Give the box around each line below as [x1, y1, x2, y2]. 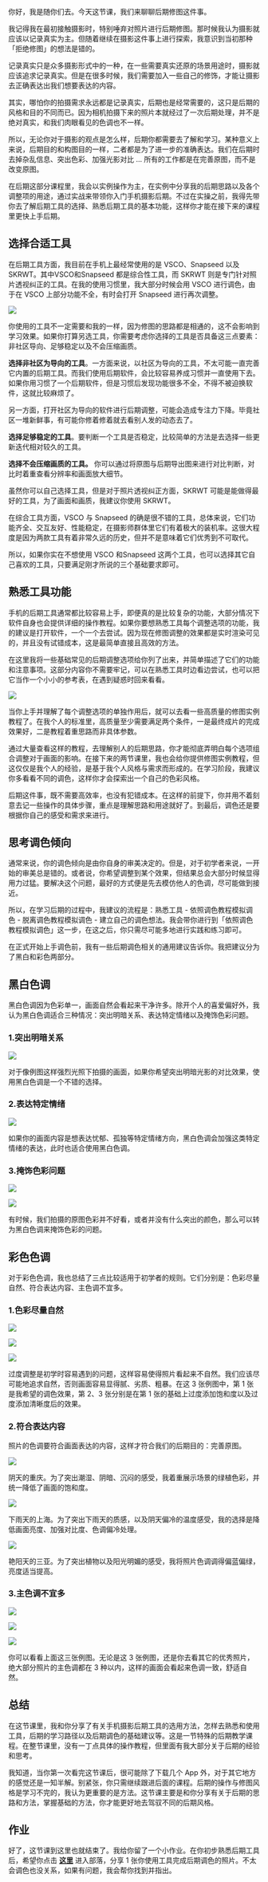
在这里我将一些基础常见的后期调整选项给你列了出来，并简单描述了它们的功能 [8, 655, 260, 664]
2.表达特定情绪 [8, 1099, 65, 1110]
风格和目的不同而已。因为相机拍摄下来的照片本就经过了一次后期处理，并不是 [8, 108, 260, 117]
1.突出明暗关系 [8, 1032, 64, 1043]
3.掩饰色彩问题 [8, 1165, 65, 1176]
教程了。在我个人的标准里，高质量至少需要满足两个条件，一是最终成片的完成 [8, 716, 260, 726]
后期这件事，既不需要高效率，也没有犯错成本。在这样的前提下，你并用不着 [8, 790, 253, 800]
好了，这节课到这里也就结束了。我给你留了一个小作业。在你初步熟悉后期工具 [8, 1845, 260, 1856]
